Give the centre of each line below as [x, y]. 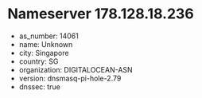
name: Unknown [46, 44]
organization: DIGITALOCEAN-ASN [76, 69]
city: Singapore [44, 53]
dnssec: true [39, 86]
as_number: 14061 [49, 36]
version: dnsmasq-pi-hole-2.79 [70, 78]
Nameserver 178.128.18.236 [101, 14]
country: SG [39, 61]
